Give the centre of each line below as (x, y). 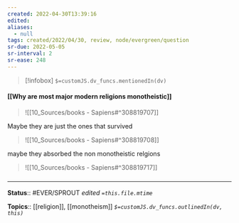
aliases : (20, 27)
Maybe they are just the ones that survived (70, 126)
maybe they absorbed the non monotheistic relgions (84, 153)
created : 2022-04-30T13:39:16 (52, 14)
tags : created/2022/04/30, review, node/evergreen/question (99, 40)
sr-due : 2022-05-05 (36, 47)
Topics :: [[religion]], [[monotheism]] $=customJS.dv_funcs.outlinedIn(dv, (115, 207)
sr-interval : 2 (30, 54)
